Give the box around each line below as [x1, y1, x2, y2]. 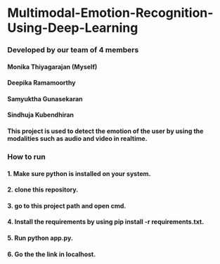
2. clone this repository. [7, 185, 79, 194]
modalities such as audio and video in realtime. [7, 134, 148, 143]
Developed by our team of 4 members [7, 45, 139, 55]
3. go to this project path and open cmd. [7, 201, 127, 210]
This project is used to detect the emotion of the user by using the [7, 127, 204, 135]
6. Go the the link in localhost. [7, 250, 96, 258]
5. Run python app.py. [7, 234, 74, 242]
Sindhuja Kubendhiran [7, 111, 75, 119]
